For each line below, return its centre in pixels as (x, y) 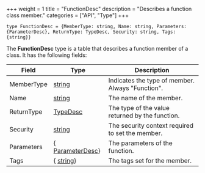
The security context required (151, 126)
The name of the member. (146, 98)
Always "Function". (136, 88)
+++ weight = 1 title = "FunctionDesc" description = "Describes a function (99, 9)
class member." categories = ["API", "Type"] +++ (68, 15)
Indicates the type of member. (152, 80)
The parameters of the (140, 143)
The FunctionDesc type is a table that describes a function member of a (97, 49)
